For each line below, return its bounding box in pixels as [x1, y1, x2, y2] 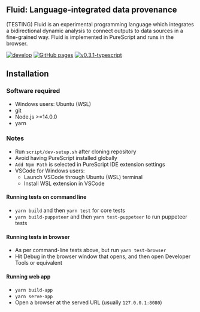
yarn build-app [14, 287, 53, 293]
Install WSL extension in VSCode [23, 180, 105, 187]
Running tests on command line [6, 193, 87, 201]
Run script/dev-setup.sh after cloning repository [14, 148, 137, 155]
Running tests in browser [6, 233, 70, 240]
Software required [6, 87, 60, 95]
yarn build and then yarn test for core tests [14, 207, 126, 214]
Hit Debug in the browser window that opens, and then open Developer [14, 253, 191, 260]
